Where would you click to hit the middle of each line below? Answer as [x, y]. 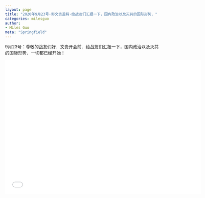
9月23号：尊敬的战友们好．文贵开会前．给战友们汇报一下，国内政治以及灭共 [82, 47]
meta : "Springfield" [26, 32]
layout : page [18, 10]
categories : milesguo [27, 19]
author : [13, 23]
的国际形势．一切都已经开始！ [35, 53]
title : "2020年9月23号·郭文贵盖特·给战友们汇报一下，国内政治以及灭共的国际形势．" [81, 14]
